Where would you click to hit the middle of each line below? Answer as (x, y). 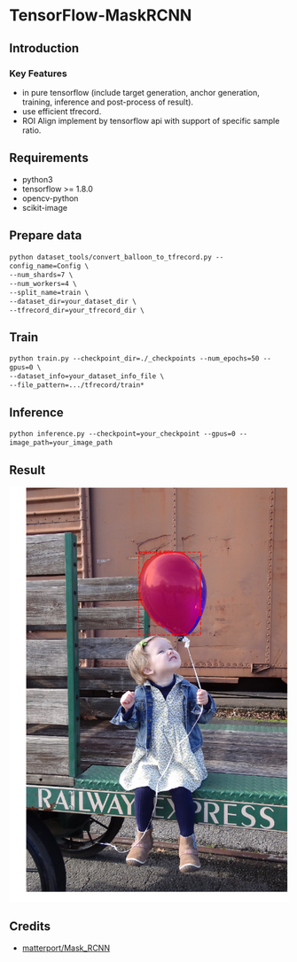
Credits (30, 927)
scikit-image (45, 207)
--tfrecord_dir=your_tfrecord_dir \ (77, 310)
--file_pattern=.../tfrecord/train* (77, 385)
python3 (37, 179)
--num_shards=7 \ (41, 275)
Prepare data (46, 236)
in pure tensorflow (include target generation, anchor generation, (141, 92)
